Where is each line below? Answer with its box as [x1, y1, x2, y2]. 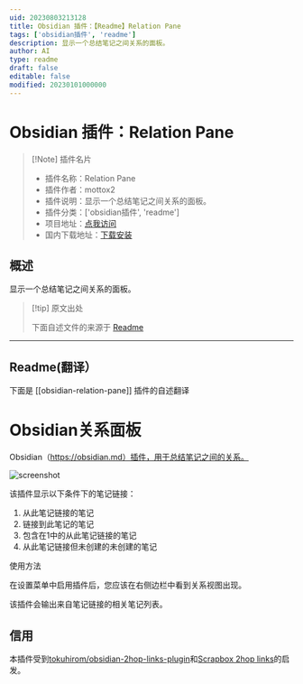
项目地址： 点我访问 [44, 217, 117, 228]
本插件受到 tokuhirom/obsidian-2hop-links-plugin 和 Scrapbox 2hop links [9, 653, 275, 664]
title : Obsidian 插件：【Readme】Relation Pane [9, 22, 182, 31]
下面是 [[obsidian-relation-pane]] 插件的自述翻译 [9, 385, 190, 396]
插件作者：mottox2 [44, 184, 115, 195]
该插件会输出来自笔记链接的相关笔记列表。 [9, 599, 168, 610]
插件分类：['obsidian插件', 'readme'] [44, 207, 180, 217]
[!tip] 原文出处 [31, 303, 84, 314]
